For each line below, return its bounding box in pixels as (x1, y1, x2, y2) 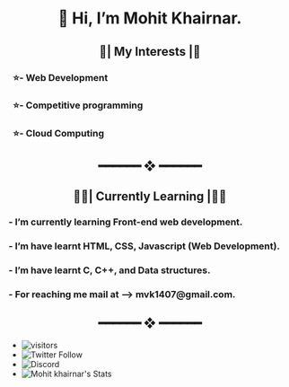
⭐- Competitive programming (12, 99, 144, 111)
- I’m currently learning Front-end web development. (8, 215, 243, 228)
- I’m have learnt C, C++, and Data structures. (8, 264, 211, 277)
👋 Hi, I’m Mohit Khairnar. (57, 8, 242, 29)
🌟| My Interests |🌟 (99, 44, 201, 59)
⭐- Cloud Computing (12, 128, 105, 140)
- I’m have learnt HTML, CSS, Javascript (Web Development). (8, 240, 280, 252)
